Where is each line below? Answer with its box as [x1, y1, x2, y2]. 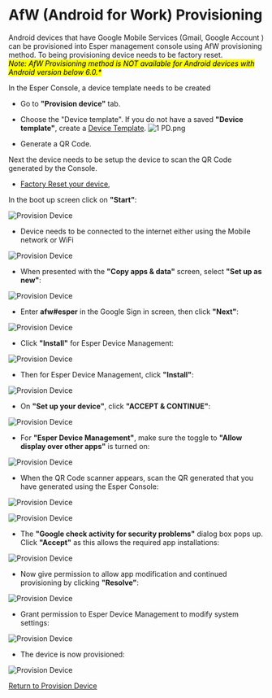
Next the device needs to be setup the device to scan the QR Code [8, 155, 232, 164]
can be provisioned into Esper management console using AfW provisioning [8, 41, 262, 50]
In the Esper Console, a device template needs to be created [8, 83, 211, 93]
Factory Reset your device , [19, 179, 111, 189]
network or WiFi [19, 234, 75, 245]
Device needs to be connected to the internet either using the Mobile [19, 226, 251, 236]
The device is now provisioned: [19, 649, 125, 659]
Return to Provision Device [8, 681, 97, 691]
